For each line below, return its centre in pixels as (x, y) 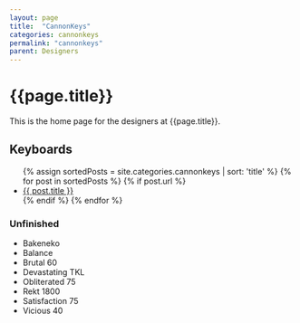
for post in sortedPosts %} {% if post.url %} (104, 181)
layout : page (34, 18)
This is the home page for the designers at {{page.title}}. (115, 121)
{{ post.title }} (48, 190)
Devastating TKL (53, 272)
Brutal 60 (39, 262)
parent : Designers (44, 52)
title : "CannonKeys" (50, 26)
